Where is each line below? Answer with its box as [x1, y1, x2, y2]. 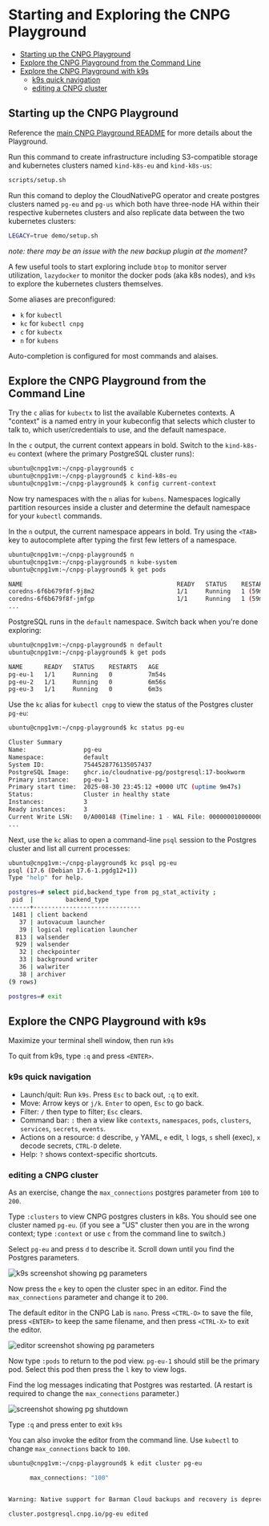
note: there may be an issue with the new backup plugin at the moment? [8, 246, 247, 256]
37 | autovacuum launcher [18, 918, 106, 926]
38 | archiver [18, 970, 66, 978]
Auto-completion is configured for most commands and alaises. [8, 351, 219, 360]
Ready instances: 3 [8, 806, 88, 814]
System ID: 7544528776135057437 [8, 761, 152, 769]
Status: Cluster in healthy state [8, 790, 171, 799]
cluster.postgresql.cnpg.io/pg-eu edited [8, 1510, 149, 1518]
